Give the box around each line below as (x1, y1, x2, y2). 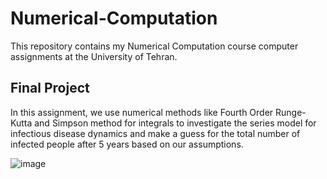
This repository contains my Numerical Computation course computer (10, 40, 299, 52)
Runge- (275, 106, 307, 118)
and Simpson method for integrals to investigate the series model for (34, 117, 317, 129)
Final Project (10, 80, 90, 97)
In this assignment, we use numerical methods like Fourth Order (10, 106, 274, 118)
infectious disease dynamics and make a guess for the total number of (10, 127, 301, 139)
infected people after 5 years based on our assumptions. (10, 138, 244, 150)
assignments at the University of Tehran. (10, 50, 178, 62)
